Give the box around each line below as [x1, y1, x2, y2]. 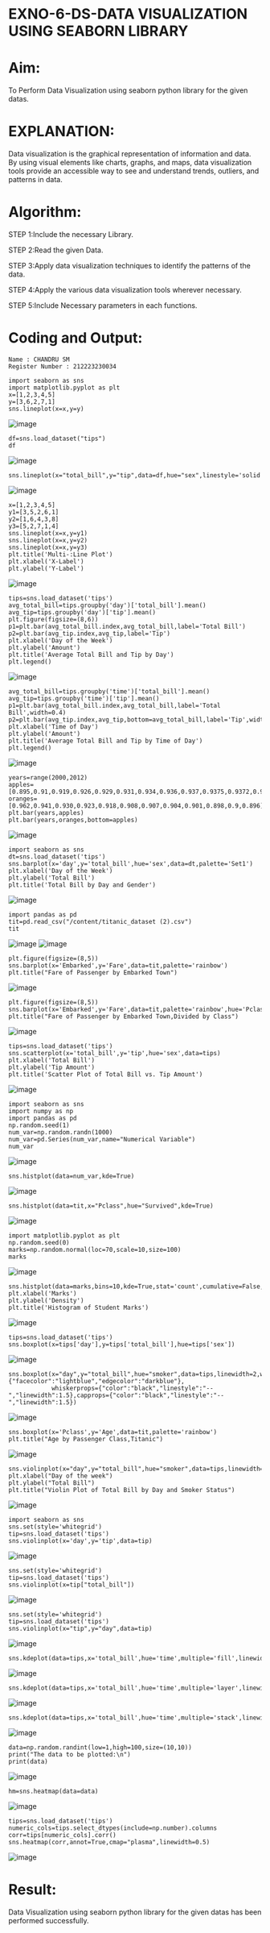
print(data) [8, 1757, 48, 1765]
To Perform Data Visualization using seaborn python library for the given [8, 85, 248, 95]
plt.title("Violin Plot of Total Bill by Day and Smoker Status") [8, 1486, 235, 1494]
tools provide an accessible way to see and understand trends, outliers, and [8, 166, 260, 176]
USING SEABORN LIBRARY [8, 22, 189, 40]
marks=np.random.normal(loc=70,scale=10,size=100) [8, 1245, 182, 1253]
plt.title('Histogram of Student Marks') [8, 1303, 149, 1312]
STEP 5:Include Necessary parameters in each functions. [8, 301, 198, 310]
